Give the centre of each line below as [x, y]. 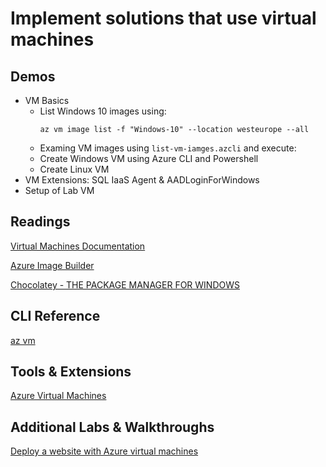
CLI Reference [55, 316]
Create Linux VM [74, 169]
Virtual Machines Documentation [78, 246]
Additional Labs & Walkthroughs [112, 427]
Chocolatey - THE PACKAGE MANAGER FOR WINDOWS [125, 284]
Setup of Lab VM [59, 190]
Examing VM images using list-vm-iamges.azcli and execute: [168, 148]
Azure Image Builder [52, 265]
